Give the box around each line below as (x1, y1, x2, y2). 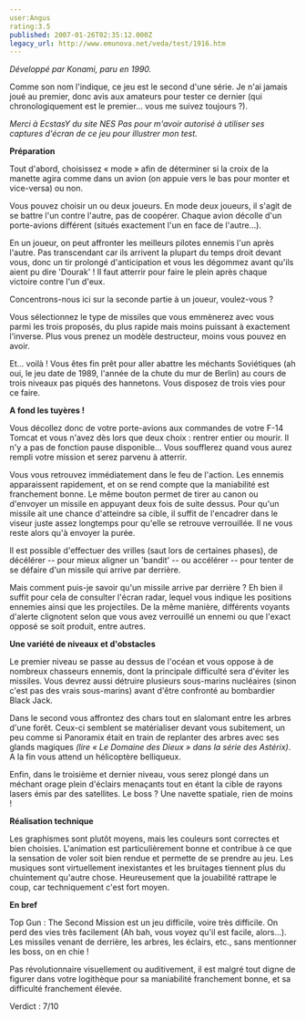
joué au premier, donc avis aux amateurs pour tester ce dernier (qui (9, 91, 262, 102)
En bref (9, 900, 38, 911)
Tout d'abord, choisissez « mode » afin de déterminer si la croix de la (9, 163, 269, 174)
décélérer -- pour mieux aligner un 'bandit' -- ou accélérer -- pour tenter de (9, 555, 294, 566)
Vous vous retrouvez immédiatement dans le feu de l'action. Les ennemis (9, 469, 284, 480)
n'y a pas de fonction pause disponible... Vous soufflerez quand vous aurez (9, 442, 293, 453)
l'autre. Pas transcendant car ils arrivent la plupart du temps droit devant (9, 247, 282, 258)
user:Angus (9, 13, 51, 23)
